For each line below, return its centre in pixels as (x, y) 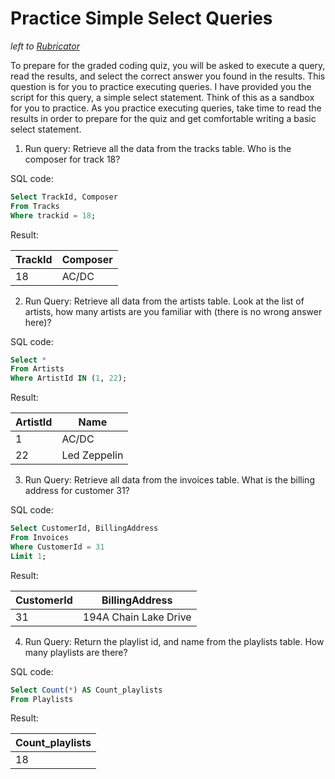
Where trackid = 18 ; (53, 215)
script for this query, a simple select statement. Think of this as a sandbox (162, 97)
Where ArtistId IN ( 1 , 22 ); (69, 378)
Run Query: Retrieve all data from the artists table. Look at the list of (164, 301)
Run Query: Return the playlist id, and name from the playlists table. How (174, 641)
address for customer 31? (77, 491)
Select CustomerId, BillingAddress (84, 528)
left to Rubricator (45, 46)
